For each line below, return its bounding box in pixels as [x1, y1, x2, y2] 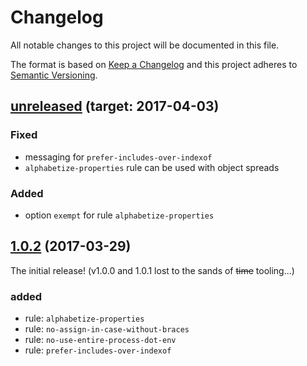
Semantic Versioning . [10, 69, 98, 81]
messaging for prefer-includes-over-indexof [24, 151, 213, 163]
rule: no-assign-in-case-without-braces [24, 323, 190, 335]
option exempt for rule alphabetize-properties [24, 209, 215, 221]
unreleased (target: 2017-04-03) [10, 98, 220, 115]
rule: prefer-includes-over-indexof [24, 344, 172, 356]
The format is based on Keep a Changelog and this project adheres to [10, 58, 298, 70]
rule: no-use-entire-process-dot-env [24, 334, 177, 346]
